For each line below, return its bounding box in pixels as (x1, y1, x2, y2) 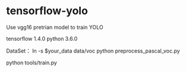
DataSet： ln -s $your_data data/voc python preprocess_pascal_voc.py (6, 47, 180, 54)
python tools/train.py (6, 59, 58, 66)
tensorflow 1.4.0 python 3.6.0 (6, 35, 78, 42)
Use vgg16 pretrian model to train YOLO (6, 24, 103, 31)
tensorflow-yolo (6, 4, 88, 18)
